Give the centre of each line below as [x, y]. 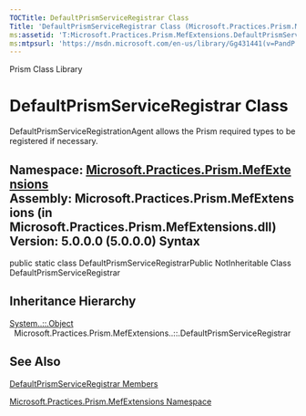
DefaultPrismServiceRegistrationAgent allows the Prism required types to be [153, 131]
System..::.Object [42, 323]
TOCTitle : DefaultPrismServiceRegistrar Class [99, 18]
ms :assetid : [32, 35]
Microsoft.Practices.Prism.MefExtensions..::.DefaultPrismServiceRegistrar [152, 333]
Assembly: [41, 198]
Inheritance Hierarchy [73, 302]
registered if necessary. [54, 141]
